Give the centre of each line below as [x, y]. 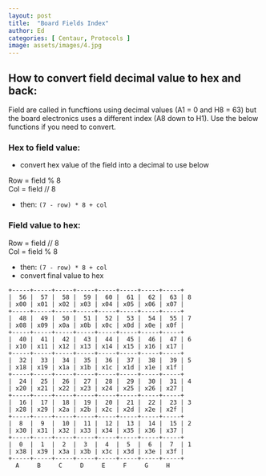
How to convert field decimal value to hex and [125, 78]
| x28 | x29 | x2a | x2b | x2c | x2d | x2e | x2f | [96, 409]
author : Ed [26, 30]
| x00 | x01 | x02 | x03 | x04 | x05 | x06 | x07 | [96, 304]
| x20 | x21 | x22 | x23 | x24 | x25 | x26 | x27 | [96, 388]
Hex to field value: [44, 147]
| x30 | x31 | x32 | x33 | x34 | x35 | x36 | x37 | [96, 430]
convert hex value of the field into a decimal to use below [115, 165]
